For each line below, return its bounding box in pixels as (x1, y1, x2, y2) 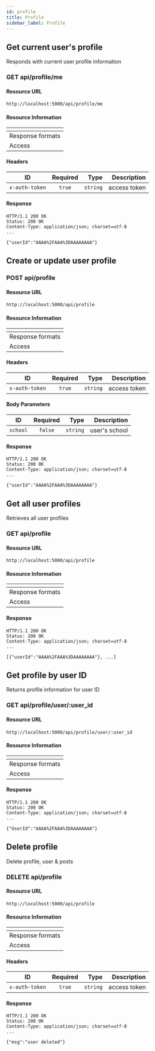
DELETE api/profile (6, 872, 62, 881)
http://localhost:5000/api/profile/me (6, 101, 103, 107)
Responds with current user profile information (6, 58, 121, 65)
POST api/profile (6, 274, 56, 282)
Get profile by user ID (6, 670, 87, 680)
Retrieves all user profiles (6, 515, 69, 522)
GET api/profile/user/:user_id (6, 701, 93, 709)
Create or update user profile (6, 256, 117, 266)
